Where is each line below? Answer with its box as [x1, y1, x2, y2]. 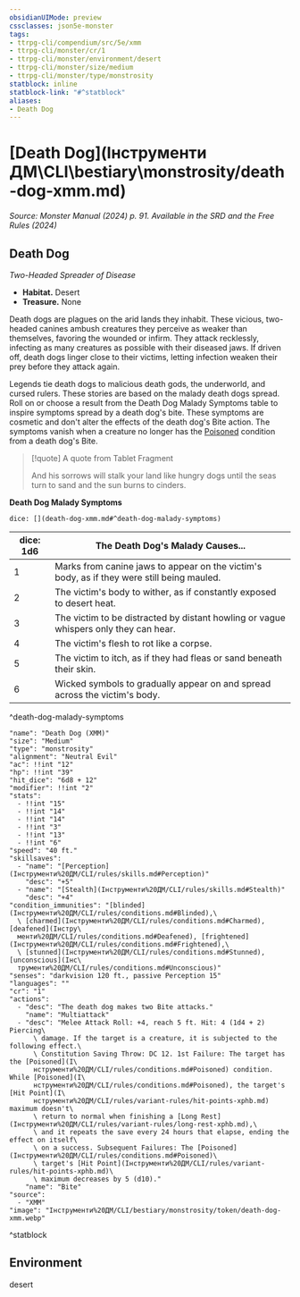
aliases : [9, 96, 42, 105]
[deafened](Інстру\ [9, 924, 82, 933]
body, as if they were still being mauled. [54, 571, 221, 584]
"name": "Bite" [25, 1183, 82, 1192]
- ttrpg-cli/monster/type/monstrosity [9, 72, 154, 80]
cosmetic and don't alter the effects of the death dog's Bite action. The [9, 417, 271, 427]
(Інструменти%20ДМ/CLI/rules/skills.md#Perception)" [9, 870, 210, 879]
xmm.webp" [9, 1214, 46, 1223]
